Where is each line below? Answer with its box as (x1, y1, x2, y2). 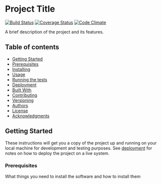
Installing (12, 66, 31, 72)
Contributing (12, 92, 37, 98)
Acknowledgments (12, 113, 50, 119)
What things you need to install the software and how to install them (5, 173, 141, 179)
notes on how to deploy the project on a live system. (5, 150, 110, 156)
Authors (12, 102, 28, 108)
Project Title (5, 3, 55, 15)
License (12, 108, 28, 113)
